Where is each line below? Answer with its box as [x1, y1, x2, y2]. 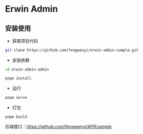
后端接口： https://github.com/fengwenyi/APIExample [5, 124, 112, 130]
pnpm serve [5, 95, 27, 100]
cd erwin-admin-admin [5, 67, 49, 72]
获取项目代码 [12, 38, 38, 44]
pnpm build [5, 114, 27, 119]
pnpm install [5, 76, 32, 81]
